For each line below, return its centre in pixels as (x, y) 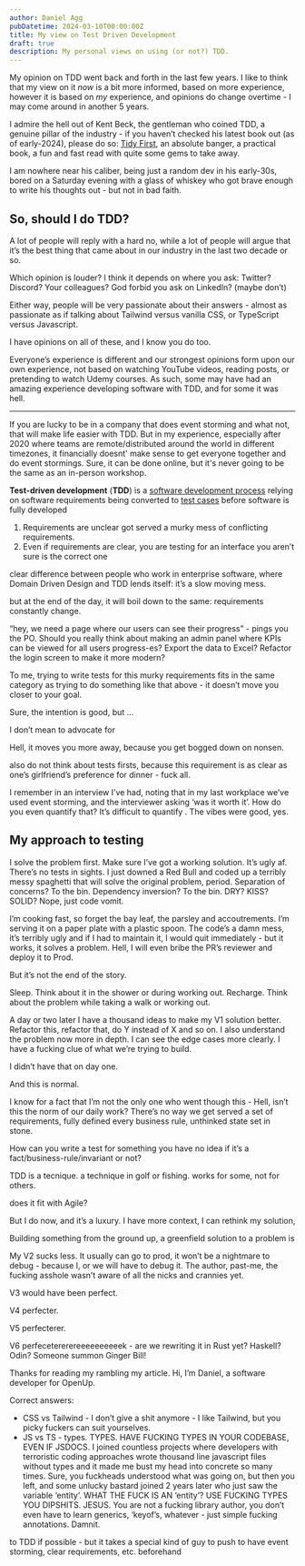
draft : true (32, 43)
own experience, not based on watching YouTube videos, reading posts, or (149, 369)
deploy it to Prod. (42, 957)
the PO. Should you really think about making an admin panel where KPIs (145, 638)
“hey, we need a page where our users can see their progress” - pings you (149, 628)
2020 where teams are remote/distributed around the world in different (142, 443)
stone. (21, 1130)
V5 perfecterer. (38, 1328)
